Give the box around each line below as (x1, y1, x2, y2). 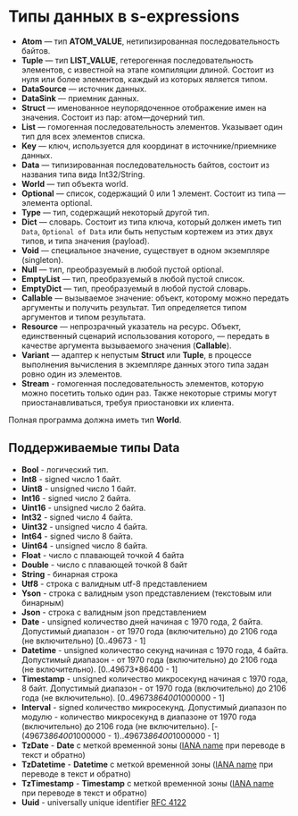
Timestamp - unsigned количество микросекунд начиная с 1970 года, (21, 673, 288, 684)
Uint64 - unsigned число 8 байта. (21, 540, 148, 551)
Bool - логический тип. (21, 463, 109, 475)
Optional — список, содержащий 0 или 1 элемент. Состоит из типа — (21, 188, 286, 199)
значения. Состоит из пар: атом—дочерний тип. (21, 112, 205, 123)
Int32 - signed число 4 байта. (21, 512, 133, 523)
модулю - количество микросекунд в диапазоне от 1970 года (21, 711, 257, 722)
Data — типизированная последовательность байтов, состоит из (21, 159, 269, 170)
